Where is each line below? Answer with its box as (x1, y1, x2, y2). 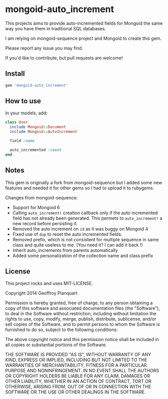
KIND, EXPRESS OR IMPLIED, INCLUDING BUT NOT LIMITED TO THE (5, 357, 147, 363)
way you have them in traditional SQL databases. (5, 25, 106, 31)
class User (5, 120, 28, 125)
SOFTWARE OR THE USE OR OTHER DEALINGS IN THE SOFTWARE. (5, 389, 146, 395)
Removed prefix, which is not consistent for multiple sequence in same (12, 236, 159, 242)
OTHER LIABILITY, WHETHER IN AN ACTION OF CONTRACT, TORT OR (5, 378, 151, 384)
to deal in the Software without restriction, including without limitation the (5, 311, 156, 317)
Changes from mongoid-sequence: (5, 194, 78, 201)
